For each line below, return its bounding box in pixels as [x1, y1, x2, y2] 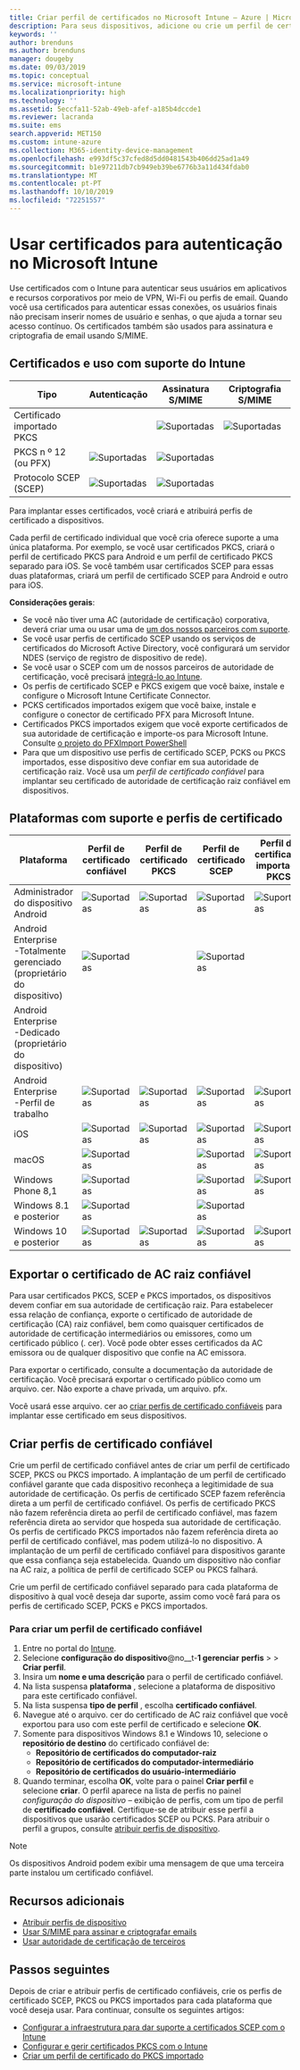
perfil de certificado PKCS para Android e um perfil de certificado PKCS [9, 551, 273, 562]
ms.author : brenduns [9, 46, 87, 55]
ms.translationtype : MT [9, 171, 98, 179]
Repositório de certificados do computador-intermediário [35, 1757, 254, 1768]
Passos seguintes [9, 1962, 110, 1977]
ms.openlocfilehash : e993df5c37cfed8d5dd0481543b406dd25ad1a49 [9, 154, 250, 163]
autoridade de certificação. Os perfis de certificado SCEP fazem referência [9, 1489, 286, 1499]
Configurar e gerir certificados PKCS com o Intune [21, 2041, 208, 2051]
